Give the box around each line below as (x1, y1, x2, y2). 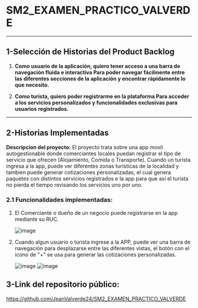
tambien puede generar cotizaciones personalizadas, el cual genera (6, 169, 171, 176)
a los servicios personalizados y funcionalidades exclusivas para (14, 99, 178, 106)
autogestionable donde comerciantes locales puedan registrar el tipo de (6, 150, 181, 157)
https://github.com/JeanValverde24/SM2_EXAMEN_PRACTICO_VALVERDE (6, 295, 186, 302)
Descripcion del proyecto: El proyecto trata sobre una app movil (6, 143, 163, 150)
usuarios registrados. (14, 105, 69, 112)
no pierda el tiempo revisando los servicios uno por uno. (6, 181, 143, 188)
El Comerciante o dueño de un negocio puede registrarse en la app (14, 209, 178, 216)
